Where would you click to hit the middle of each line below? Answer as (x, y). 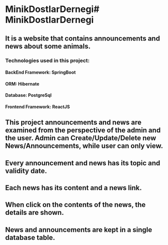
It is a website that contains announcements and (83, 38)
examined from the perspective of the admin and (83, 131)
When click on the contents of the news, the (75, 205)
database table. (30, 237)
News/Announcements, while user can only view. (84, 146)
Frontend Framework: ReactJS (38, 107)
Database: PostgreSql (28, 95)
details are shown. (35, 213)
